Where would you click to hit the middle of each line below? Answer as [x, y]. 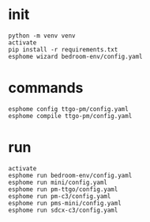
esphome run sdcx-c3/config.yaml [63, 210]
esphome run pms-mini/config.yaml [65, 203]
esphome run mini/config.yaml [58, 182]
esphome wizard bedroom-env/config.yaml [76, 56]
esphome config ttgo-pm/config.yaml [68, 109]
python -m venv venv [42, 36]
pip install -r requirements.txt [63, 49]
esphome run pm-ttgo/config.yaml [63, 189]
